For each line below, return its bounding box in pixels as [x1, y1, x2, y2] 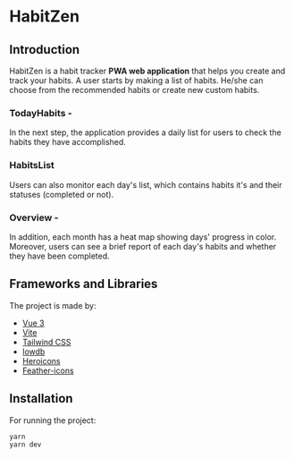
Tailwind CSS [21, 336, 71, 347]
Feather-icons [21, 365, 74, 376]
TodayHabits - [9, 106, 73, 119]
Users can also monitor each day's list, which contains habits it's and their [9, 179, 283, 190]
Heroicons [21, 355, 61, 366]
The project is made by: [9, 300, 97, 310]
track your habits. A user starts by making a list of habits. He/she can [9, 75, 264, 86]
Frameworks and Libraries [9, 276, 158, 292]
